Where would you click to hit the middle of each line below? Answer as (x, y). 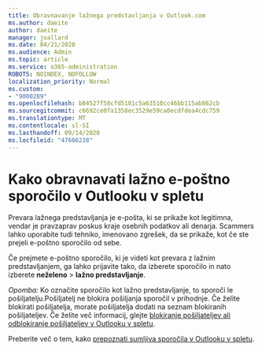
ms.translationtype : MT (47, 118)
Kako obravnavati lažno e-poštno (119, 179)
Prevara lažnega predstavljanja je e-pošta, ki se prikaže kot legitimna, (121, 218)
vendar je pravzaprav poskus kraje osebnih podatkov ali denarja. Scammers (131, 226)
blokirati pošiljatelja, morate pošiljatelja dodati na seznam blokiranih (117, 307)
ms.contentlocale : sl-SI (49, 125)
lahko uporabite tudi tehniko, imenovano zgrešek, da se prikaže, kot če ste (129, 234)
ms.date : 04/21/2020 (42, 45)
